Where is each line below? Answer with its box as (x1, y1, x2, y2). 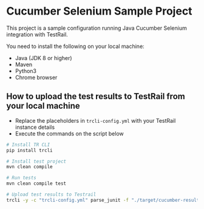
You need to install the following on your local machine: (6, 43, 144, 50)
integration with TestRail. (6, 30, 68, 38)
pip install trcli (6, 147, 53, 153)
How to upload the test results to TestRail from (6, 91, 185, 101)
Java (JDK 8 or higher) (15, 54, 72, 61)
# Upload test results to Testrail (6, 191, 97, 197)
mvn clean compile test (6, 180, 67, 187)
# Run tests (6, 175, 36, 181)
